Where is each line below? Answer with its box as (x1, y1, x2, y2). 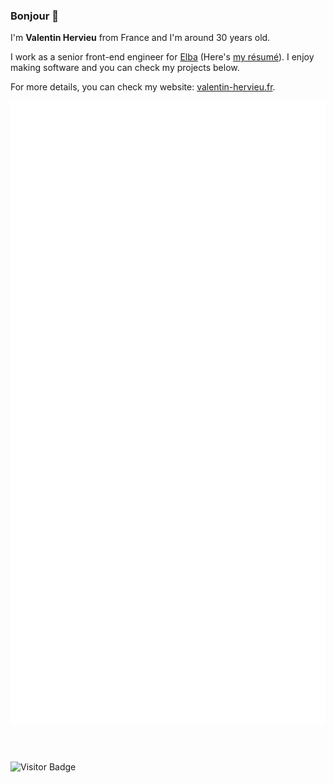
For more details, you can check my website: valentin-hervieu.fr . (10, 81, 276, 93)
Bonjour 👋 (10, 9, 59, 23)
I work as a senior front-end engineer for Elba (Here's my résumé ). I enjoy (10, 51, 315, 63)
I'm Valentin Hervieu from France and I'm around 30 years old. (10, 32, 271, 44)
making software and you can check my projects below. (10, 62, 240, 74)
